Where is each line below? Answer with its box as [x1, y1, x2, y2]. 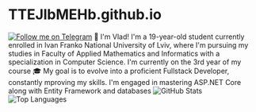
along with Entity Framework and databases [8, 86, 152, 95]
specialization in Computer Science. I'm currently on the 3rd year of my [8, 57, 242, 67]
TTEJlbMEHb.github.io [8, 6, 162, 24]
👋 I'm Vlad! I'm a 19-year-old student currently [94, 32, 245, 41]
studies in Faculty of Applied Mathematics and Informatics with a [8, 48, 220, 58]
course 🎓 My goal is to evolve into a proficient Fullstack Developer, [8, 66, 230, 75]
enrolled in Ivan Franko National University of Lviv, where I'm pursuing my [8, 40, 249, 49]
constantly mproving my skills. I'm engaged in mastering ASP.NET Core [8, 77, 242, 87]
